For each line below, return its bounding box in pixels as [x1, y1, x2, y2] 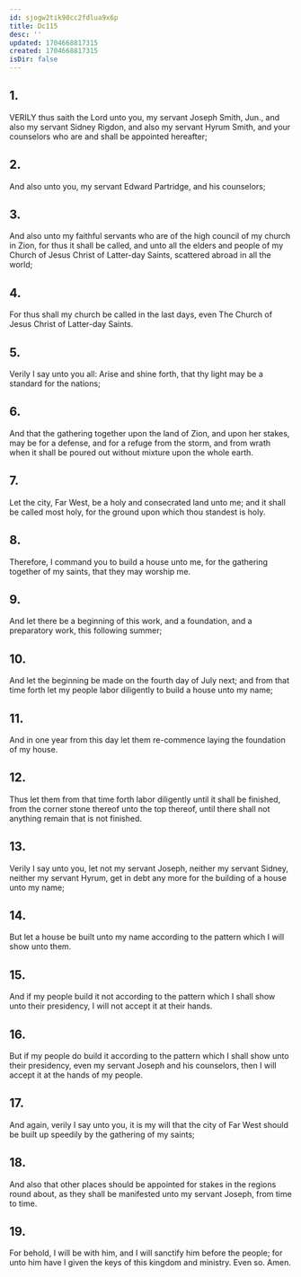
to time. [9, 1198, 38, 1209]
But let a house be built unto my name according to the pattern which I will [9, 931, 285, 943]
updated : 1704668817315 [9, 38, 99, 48]
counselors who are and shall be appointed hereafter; [9, 131, 208, 142]
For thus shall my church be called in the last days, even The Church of [9, 309, 272, 320]
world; [9, 260, 33, 270]
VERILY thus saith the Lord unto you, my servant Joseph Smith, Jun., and [9, 111, 280, 122]
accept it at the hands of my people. [9, 1070, 144, 1080]
